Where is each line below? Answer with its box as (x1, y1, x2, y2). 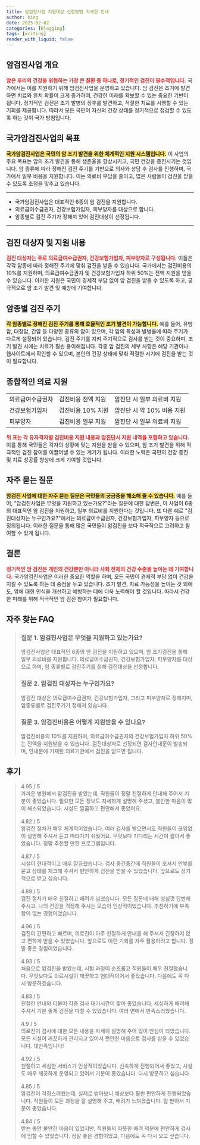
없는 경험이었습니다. (32, 909, 79, 917)
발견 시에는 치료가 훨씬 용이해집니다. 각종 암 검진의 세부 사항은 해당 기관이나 (12, 343, 189, 350)
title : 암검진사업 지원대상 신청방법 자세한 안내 (6, 8, 109, 15)
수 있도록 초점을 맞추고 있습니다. (6, 180, 82, 187)
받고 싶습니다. (36, 875, 69, 882)
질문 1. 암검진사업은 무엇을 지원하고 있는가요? (20, 634, 143, 642)
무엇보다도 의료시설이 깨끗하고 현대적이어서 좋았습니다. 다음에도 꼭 (29, 972, 183, 979)
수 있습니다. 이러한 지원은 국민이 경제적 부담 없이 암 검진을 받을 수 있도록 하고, (6, 277, 187, 284)
